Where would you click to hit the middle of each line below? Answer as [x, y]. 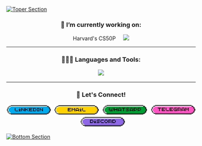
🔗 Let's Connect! [101, 95]
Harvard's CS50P [94, 38]
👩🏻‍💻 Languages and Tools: [101, 60]
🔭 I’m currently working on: [101, 25]
